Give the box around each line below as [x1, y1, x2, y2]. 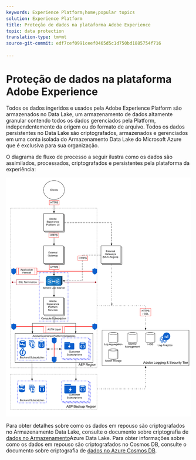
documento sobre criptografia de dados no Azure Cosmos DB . [6, 447, 157, 454]
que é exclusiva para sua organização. [6, 141, 99, 149]
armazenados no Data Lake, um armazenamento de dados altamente [6, 110, 173, 117]
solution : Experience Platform [6, 15, 83, 22]
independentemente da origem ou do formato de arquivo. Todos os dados [6, 123, 185, 130]
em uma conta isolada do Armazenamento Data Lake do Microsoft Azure [6, 136, 182, 143]
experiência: [6, 165, 36, 172]
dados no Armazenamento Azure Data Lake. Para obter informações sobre [6, 435, 185, 442]
